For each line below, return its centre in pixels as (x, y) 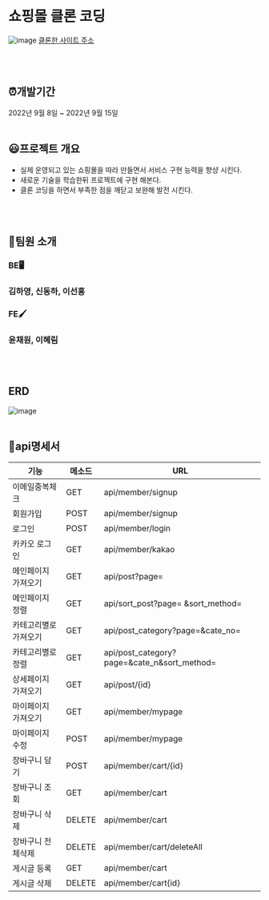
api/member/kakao (139, 549)
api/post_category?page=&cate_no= (173, 630)
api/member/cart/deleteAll (153, 846)
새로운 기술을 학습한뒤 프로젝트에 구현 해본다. (90, 180)
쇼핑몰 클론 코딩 (57, 16)
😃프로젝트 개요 (44, 149)
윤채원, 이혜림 (33, 340)
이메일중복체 (35, 486)
